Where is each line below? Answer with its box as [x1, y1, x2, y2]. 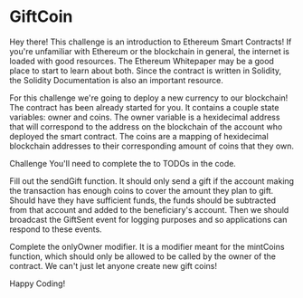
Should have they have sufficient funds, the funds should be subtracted [9, 195, 277, 206]
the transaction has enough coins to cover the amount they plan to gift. [9, 185, 274, 196]
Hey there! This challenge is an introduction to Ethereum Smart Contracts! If [9, 36, 292, 47]
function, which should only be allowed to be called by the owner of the [9, 251, 276, 262]
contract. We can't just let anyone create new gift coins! [9, 260, 218, 271]
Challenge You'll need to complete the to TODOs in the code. [9, 158, 237, 168]
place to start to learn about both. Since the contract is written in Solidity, [9, 65, 282, 76]
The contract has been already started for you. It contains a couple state [9, 101, 279, 112]
